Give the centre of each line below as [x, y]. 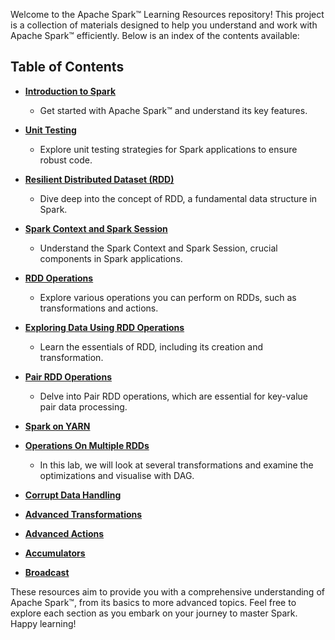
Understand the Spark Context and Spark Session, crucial [158, 248]
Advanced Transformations [83, 514]
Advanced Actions [64, 533]
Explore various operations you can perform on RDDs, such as [168, 297]
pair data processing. [83, 406]
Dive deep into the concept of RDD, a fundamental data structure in [178, 198]
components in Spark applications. [111, 258]
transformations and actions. [99, 308]
